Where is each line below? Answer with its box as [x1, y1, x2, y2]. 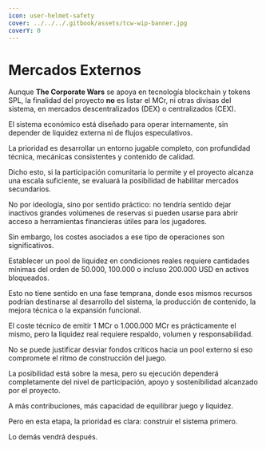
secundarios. [8, 184, 52, 194]
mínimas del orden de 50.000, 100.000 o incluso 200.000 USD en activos [8, 265, 249, 274]
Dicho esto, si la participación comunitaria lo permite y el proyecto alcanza [8, 167, 254, 177]
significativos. [8, 241, 54, 250]
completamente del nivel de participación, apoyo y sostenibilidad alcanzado [8, 377, 258, 387]
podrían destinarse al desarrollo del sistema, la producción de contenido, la [8, 297, 256, 307]
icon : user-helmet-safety [8, 11, 94, 20]
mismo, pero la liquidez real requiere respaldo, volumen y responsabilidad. [8, 329, 253, 339]
